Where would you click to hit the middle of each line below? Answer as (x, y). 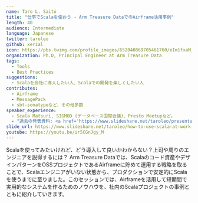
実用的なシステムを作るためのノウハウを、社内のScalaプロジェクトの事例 (95, 186)
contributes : (22, 89)
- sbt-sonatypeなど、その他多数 (47, 105)
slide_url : (19, 127)
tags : (13, 61)
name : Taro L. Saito (32, 12)
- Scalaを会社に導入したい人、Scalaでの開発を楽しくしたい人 (78, 83)
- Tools (21, 66)
